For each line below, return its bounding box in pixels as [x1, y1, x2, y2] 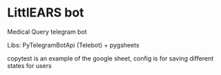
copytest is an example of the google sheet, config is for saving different [7, 54, 214, 63]
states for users [7, 61, 52, 69]
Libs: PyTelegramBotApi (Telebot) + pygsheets [7, 41, 140, 49]
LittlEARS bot [7, 5, 84, 21]
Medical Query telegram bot [7, 28, 88, 36]
